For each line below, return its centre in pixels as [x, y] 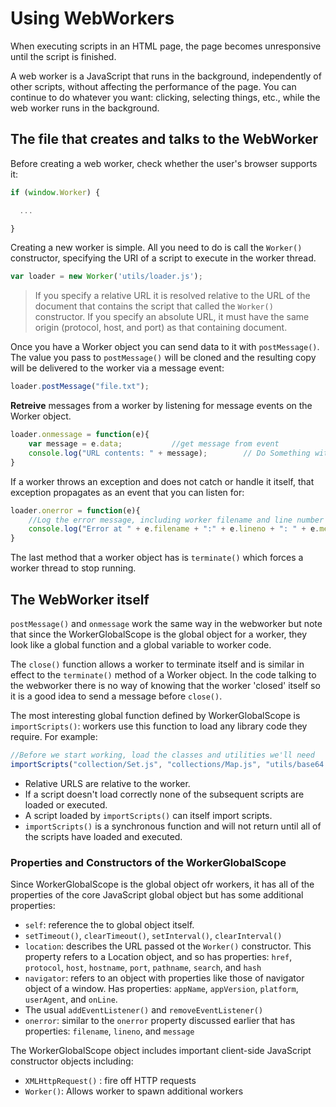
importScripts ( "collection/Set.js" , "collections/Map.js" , [136, 764]
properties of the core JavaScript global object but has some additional [157, 894]
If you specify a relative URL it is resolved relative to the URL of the [172, 296]
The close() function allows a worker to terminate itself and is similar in [157, 664]
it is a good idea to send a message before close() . [116, 696]
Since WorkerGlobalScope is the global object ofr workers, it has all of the [162, 884]
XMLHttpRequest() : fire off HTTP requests [110, 1080]
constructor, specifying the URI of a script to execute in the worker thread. [163, 258]
